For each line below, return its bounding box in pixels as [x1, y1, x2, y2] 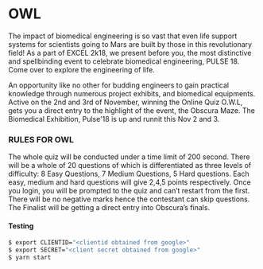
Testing [8, 220, 34, 231]
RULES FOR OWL [8, 134, 74, 145]
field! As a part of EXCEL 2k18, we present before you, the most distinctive [8, 48, 252, 57]
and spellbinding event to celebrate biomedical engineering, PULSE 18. [8, 57, 240, 66]
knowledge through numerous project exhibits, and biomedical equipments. [8, 88, 256, 98]
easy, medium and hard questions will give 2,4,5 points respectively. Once [8, 177, 252, 187]
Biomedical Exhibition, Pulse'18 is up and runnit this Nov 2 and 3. [8, 114, 220, 123]
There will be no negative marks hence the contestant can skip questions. [8, 194, 250, 204]
